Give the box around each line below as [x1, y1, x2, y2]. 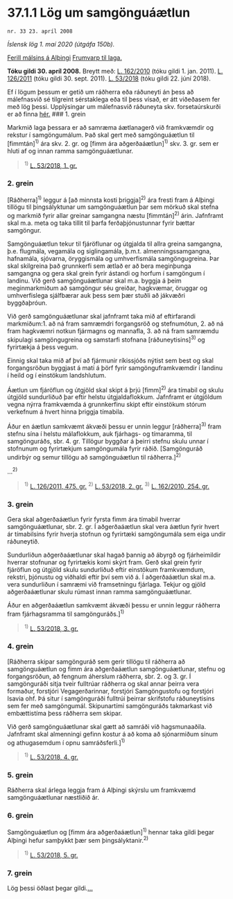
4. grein [7, 641, 34, 651]
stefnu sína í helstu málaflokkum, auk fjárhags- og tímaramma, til [7, 429, 193, 438]
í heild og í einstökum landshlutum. [7, 371, 107, 379]
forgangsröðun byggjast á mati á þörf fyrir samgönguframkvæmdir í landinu [7, 363, 223, 372]
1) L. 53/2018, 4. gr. [24, 752, 78, 762]
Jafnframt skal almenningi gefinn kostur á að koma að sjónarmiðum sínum [7, 730, 218, 738]
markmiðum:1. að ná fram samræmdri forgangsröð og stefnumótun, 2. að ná [7, 319, 224, 328]
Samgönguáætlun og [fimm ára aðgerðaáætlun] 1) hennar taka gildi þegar [7, 826, 215, 836]
